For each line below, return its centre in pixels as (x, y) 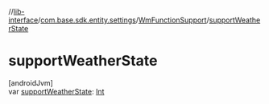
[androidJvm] (31, 82)
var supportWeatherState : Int (56, 91)
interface (23, 20)
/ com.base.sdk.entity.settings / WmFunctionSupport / (123, 20)
